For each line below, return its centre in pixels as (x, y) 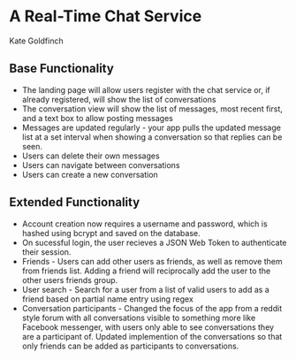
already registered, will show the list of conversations (119, 99)
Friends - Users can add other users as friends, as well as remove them (152, 261)
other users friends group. (70, 280)
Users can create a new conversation (90, 174)
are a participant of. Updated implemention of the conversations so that (152, 336)
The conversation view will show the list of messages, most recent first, (152, 109)
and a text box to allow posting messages (98, 118)
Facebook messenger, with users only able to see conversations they (148, 327)
